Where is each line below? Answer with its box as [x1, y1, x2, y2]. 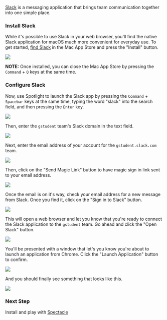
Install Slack [5, 22, 36, 29]
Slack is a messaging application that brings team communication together [5, 5, 159, 10]
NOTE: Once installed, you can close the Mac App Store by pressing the [5, 63, 154, 70]
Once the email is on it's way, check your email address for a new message [5, 191, 161, 197]
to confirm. [5, 257, 28, 263]
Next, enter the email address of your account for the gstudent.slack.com [5, 142, 157, 148]
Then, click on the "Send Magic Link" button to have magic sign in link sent [5, 166, 160, 173]
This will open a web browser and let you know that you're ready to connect [5, 216, 162, 222]
